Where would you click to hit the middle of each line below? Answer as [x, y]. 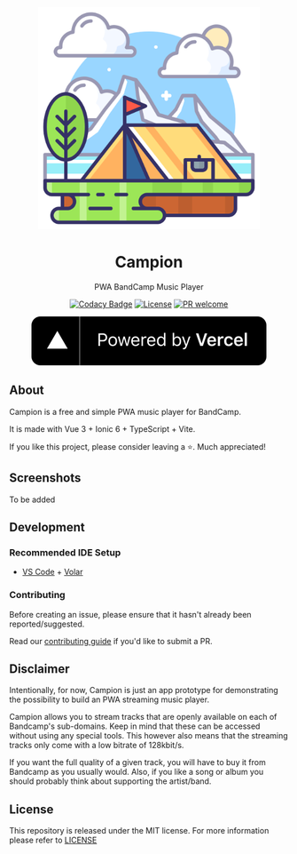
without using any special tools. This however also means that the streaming [148, 736]
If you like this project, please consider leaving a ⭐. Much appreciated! [137, 446]
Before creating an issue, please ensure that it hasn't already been [130, 614]
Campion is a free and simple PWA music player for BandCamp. [125, 411]
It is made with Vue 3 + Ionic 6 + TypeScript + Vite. [102, 428]
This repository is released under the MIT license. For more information [139, 831]
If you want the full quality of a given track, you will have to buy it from [137, 762]
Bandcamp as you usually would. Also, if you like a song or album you [137, 772]
